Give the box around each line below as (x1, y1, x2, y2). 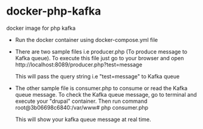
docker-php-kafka (6, 4, 101, 18)
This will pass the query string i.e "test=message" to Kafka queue (15, 72, 180, 80)
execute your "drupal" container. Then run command (15, 97, 148, 105)
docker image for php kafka (6, 24, 76, 32)
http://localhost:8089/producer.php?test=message (15, 61, 143, 68)
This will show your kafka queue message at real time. (15, 116, 151, 123)
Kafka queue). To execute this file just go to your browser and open (15, 54, 184, 61)
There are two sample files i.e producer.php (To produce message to (15, 47, 188, 55)
